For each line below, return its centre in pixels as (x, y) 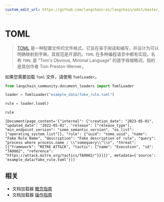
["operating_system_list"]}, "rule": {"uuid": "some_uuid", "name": (76, 134)
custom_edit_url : (23, 10)
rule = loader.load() (27, 104)
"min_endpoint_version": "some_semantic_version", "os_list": (70, 130)
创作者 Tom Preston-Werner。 (56, 66)
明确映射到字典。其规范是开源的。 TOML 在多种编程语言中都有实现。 (84, 54)
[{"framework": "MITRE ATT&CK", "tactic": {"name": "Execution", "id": (79, 147)
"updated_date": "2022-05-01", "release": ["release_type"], (69, 126)
